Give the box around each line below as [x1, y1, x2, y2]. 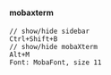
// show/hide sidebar [9, 27, 90, 36]
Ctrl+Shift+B [9, 35, 58, 44]
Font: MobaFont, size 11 [9, 58, 102, 67]
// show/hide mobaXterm [9, 43, 98, 52]
